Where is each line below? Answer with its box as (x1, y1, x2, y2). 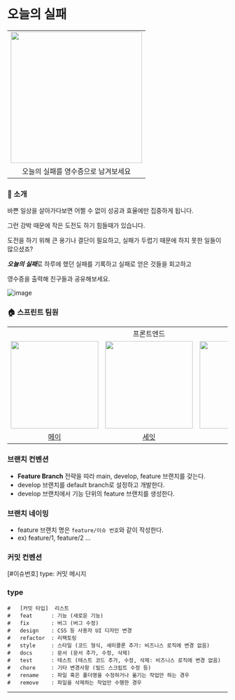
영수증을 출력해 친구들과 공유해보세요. (7, 274, 111, 283)
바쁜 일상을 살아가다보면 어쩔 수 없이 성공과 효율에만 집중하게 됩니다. (7, 206, 194, 215)
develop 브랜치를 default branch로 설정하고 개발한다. (17, 480, 165, 489)
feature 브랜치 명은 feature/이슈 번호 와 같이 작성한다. (17, 526, 164, 534)
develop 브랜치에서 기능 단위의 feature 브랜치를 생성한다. (17, 489, 175, 498)
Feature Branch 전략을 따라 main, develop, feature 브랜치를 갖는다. (17, 472, 206, 480)
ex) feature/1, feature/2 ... (17, 533, 91, 542)
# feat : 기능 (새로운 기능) (7, 612, 104, 619)
